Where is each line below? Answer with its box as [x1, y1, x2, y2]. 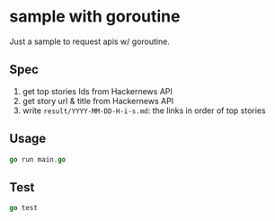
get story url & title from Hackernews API [22, 95, 174, 106]
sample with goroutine [9, 6, 181, 27]
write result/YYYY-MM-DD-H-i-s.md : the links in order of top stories [22, 105, 267, 116]
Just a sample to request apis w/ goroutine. [9, 36, 171, 47]
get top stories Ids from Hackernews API [22, 85, 173, 96]
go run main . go [9, 155, 67, 164]
